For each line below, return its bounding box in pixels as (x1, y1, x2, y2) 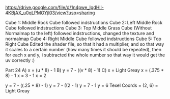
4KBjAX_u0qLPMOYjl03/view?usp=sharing (5, 10, 95, 16)
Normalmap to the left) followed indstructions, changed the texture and (5, 30, 154, 36)
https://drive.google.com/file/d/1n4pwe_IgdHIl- (5, 5, 104, 10)
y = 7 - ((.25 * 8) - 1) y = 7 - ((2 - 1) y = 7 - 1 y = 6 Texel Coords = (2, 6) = (5, 82, 158, 88)
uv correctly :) (5, 57, 35, 63)
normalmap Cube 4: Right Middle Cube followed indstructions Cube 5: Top (5, 36, 162, 42)
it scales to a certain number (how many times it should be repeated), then (5, 47, 162, 52)
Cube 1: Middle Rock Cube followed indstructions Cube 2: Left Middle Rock (5, 20, 163, 25)
